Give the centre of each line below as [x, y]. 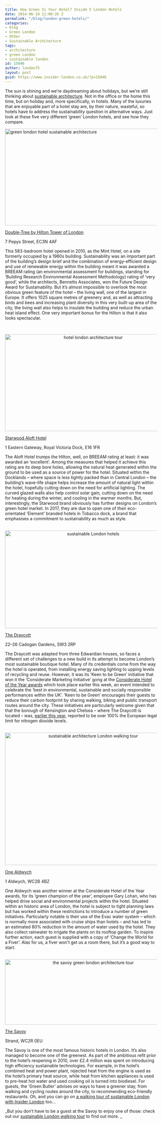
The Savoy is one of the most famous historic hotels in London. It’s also [76, 1050]
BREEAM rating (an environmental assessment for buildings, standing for [77, 272]
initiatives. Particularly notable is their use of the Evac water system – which [80, 916]
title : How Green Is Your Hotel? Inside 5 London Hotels [63, 9]
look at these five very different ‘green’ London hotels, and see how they [77, 116]
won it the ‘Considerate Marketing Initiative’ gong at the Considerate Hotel [78, 679]
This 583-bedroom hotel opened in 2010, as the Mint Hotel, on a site [73, 251]
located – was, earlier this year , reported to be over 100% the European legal [81, 715]
